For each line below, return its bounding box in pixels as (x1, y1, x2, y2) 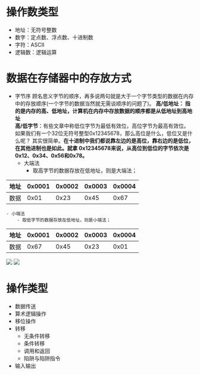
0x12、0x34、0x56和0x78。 (14, 152, 88, 159)
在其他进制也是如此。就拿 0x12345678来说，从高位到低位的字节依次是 (14, 144, 189, 152)
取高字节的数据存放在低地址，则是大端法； (32, 167, 137, 174)
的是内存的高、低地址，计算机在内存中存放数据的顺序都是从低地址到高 (14, 107, 187, 114)
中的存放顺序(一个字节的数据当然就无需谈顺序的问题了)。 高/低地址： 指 (14, 99, 190, 107)
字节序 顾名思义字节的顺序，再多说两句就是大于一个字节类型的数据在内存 (14, 92, 194, 99)
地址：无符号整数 (14, 26, 57, 33)
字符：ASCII (14, 41, 45, 48)
